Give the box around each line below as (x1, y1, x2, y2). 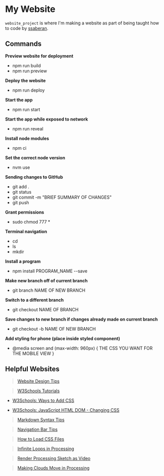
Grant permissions (5, 209, 45, 215)
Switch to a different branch (5, 297, 64, 303)
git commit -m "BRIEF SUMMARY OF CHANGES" (12, 194, 112, 200)
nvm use (12, 164, 30, 170)
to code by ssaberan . (5, 25, 49, 31)
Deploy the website (5, 77, 46, 83)
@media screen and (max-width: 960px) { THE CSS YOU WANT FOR (12, 345, 153, 351)
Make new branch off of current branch (5, 277, 88, 283)
